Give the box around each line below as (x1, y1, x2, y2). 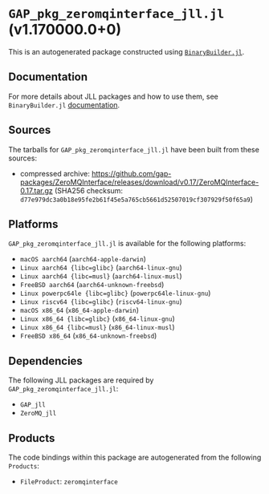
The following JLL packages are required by (8, 375, 154, 385)
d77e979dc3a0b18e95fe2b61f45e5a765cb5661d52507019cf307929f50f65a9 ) (19, 194, 254, 204)
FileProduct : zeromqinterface (19, 476, 118, 486)
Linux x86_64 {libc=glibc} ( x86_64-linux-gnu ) (19, 314, 175, 323)
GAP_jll (19, 401, 46, 409)
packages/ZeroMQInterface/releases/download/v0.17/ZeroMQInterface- (19, 177, 259, 187)
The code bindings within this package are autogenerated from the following (8, 452, 262, 462)
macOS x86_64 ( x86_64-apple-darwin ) (19, 306, 139, 315)
